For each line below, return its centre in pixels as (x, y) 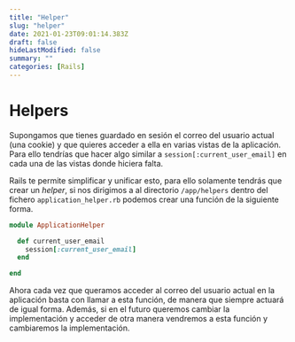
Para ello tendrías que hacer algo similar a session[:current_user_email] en (148, 154)
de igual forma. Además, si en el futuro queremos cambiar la (120, 309)
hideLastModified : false (55, 51)
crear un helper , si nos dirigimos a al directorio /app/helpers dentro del (139, 190)
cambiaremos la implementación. (70, 328)
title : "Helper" (39, 17)
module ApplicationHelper (57, 225)
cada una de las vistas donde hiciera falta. (86, 163)
